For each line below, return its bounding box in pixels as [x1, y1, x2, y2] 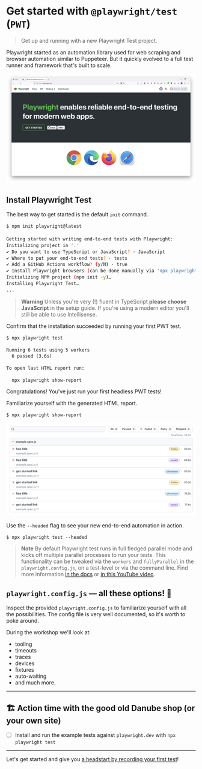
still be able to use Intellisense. [20, 310, 97, 318]
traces [14, 654, 31, 661]
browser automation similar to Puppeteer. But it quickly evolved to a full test [6, 55, 194, 62]
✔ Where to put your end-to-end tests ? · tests [6, 255, 128, 261]
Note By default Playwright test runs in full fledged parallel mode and [20, 545, 192, 552]
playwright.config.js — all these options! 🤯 [6, 588, 172, 599]
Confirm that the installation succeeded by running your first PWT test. [6, 322, 182, 330]
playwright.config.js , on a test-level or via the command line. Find [20, 564, 188, 571]
